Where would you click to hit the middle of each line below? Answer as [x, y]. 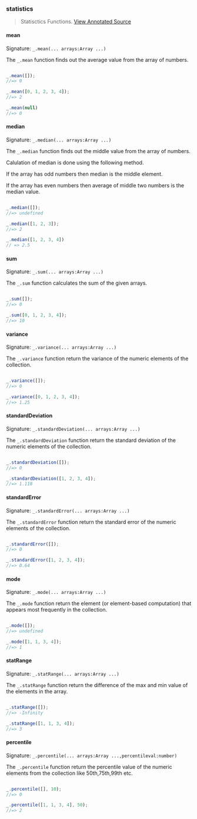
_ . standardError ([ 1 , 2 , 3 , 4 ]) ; [46, 560]
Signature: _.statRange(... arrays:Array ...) [63, 673]
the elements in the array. [37, 691]
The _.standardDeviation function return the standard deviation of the [91, 440]
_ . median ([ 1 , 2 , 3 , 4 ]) [35, 240]
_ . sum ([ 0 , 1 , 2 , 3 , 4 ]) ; [36, 315]
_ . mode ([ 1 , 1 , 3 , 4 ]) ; [34, 642]
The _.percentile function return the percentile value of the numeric [89, 767]
